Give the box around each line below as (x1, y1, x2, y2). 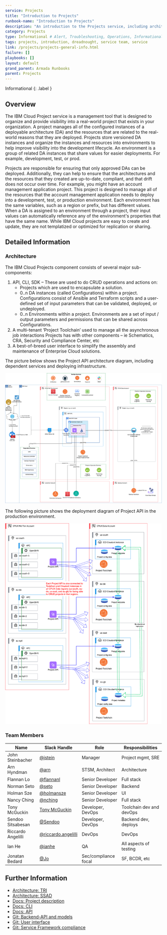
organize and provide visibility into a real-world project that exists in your (5, 118, 155, 124)
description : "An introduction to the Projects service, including (5, 24, 148, 29)
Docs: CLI (12, 903, 33, 909)
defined (19, 300, 36, 306)
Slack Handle (44, 745, 73, 750)
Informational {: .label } (5, 85, 52, 92)
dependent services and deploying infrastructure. (5, 363, 107, 369)
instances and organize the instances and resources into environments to (5, 140, 156, 146)
